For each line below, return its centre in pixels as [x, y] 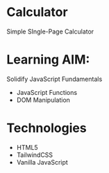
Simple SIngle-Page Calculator [50, 31]
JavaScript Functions [47, 92]
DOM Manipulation [43, 100]
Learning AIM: [48, 60]
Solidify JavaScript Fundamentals [54, 79]
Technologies [47, 128]
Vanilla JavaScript [42, 162]
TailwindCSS [35, 155]
